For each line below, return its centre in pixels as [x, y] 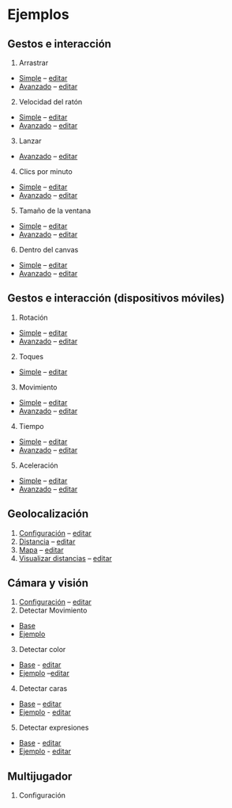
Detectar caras [43, 689]
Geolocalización [48, 514]
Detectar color [42, 650]
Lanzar [30, 141]
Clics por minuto [45, 171]
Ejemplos [38, 15]
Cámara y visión [48, 583]
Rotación [33, 317]
